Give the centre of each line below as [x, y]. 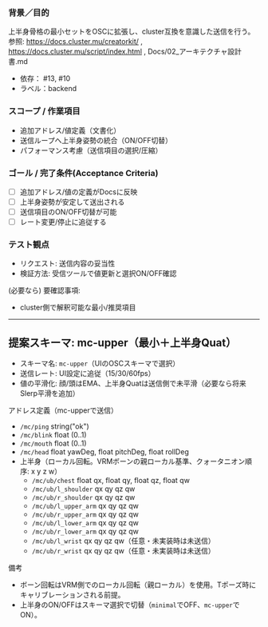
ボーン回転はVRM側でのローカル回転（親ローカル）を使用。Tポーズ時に [138, 585]
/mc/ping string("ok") [54, 426]
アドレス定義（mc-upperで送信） [63, 410]
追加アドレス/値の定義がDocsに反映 [79, 192]
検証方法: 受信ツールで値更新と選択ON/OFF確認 [98, 274]
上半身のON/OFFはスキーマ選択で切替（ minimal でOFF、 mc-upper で [130, 605]
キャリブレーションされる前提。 [72, 595]
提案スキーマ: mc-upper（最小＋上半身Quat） [122, 343]
